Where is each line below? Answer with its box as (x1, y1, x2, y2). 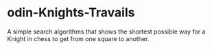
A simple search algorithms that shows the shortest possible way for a (7, 27, 206, 36)
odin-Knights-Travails (7, 5, 135, 21)
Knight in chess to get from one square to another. (7, 34, 150, 42)
